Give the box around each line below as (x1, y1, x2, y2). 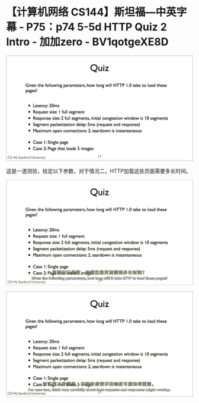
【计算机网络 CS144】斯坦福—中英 (6, 5, 176, 19)
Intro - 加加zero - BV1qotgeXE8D (6, 35, 169, 49)
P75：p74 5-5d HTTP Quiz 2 (26, 20, 168, 34)
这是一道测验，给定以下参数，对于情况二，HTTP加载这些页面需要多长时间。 (6, 168, 191, 175)
